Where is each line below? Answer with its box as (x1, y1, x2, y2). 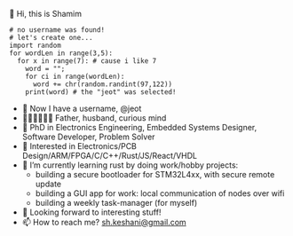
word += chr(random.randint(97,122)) (32, 80, 173, 89)
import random (9, 41, 62, 50)
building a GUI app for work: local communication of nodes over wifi (35, 188, 285, 199)
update (35, 178, 62, 189)
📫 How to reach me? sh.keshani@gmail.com (21, 217, 186, 227)
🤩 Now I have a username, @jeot (21, 103, 142, 114)
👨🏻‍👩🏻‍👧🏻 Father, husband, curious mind (21, 113, 167, 123)
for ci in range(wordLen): (25, 72, 125, 81)
